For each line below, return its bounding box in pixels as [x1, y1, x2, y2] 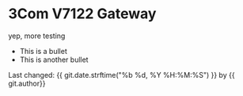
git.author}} [8, 79, 46, 88]
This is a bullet [19, 46, 67, 56]
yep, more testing [8, 31, 66, 40]
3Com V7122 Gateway [8, 5, 157, 23]
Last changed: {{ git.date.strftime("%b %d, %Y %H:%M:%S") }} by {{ [8, 70, 235, 79]
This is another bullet [19, 55, 89, 64]
